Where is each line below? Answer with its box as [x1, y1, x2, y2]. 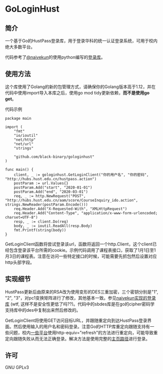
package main [5, 116, 32, 121]
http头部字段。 [5, 259, 35, 265]
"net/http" [14, 137, 36, 142]
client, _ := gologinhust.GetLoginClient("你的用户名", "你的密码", [14, 172, 149, 177]
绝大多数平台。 [5, 44, 35, 50]
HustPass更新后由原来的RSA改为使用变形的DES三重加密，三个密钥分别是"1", [5, 289, 159, 295]
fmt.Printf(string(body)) [14, 227, 67, 232]
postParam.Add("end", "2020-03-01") [14, 189, 89, 194]
